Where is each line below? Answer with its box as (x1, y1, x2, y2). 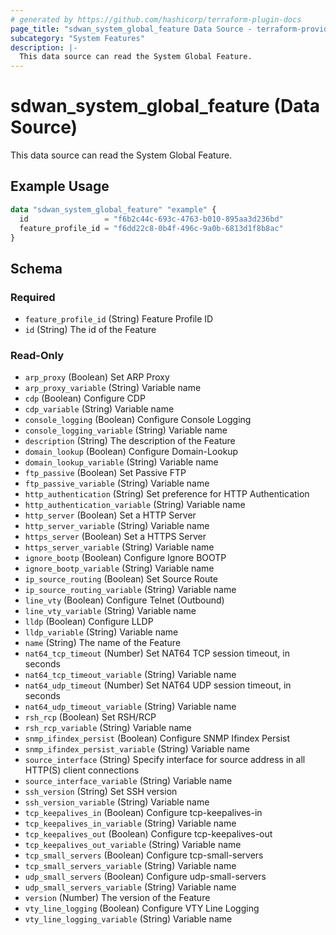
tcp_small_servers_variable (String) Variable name (24, 860, 237, 872)
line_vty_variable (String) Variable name (24, 605, 197, 617)
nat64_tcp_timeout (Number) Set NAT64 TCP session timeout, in (24, 647, 290, 660)
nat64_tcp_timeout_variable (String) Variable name (24, 669, 237, 681)
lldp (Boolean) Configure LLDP (24, 616, 154, 628)
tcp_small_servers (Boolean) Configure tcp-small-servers (24, 849, 264, 861)
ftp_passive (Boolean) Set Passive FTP (24, 467, 187, 479)
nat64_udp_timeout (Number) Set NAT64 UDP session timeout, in (24, 679, 292, 691)
